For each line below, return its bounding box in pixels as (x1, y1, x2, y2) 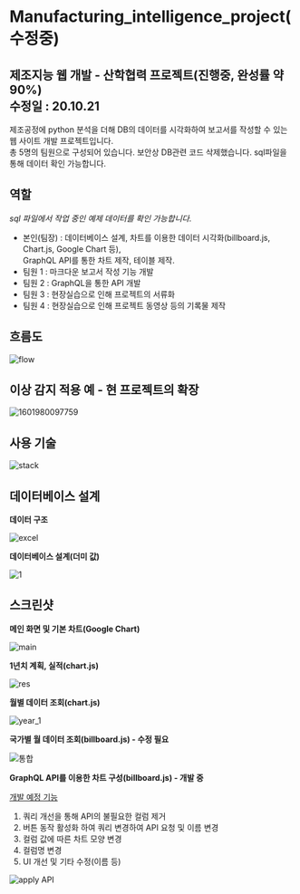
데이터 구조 (9, 514, 48, 525)
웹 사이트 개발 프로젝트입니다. (9, 136, 114, 146)
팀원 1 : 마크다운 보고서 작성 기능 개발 (22, 265, 154, 277)
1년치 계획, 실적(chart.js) (9, 659, 100, 671)
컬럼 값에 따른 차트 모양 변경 (22, 833, 122, 844)
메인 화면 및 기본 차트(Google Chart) (9, 623, 140, 634)
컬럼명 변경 (22, 844, 63, 855)
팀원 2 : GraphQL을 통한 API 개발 (22, 277, 141, 288)
